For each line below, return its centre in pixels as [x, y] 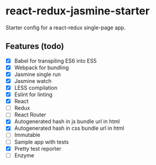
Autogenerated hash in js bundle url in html [67, 121]
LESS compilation [36, 88]
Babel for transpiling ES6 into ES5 [55, 60]
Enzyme [24, 155]
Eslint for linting [33, 94]
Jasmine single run [37, 74]
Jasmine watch [33, 81]
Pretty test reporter [38, 148]
